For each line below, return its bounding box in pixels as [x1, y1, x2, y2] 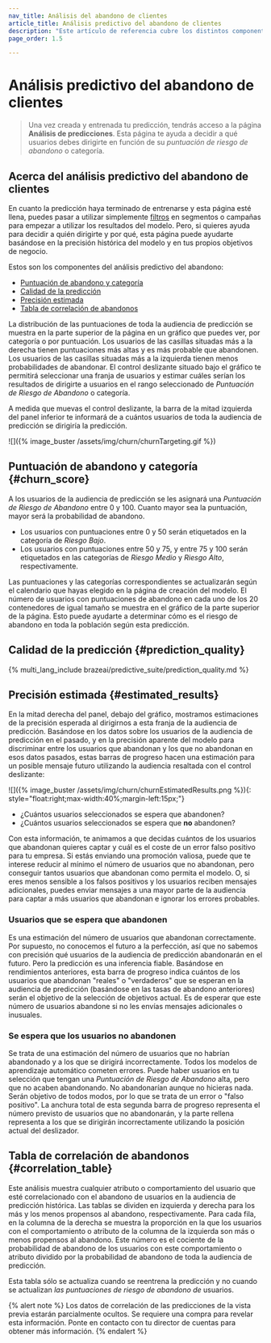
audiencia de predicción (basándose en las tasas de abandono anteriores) [8, 984, 256, 994]
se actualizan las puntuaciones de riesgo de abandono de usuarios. [8, 1285, 235, 1294]
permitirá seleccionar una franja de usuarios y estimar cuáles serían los [8, 371, 246, 380]
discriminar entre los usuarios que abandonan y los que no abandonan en [8, 744, 253, 754]
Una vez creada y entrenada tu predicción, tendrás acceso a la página [27, 120, 262, 130]
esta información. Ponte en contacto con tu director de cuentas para [8, 1317, 236, 1327]
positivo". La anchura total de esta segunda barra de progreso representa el [8, 1100, 261, 1110]
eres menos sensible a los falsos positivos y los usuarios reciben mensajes [8, 876, 257, 886]
